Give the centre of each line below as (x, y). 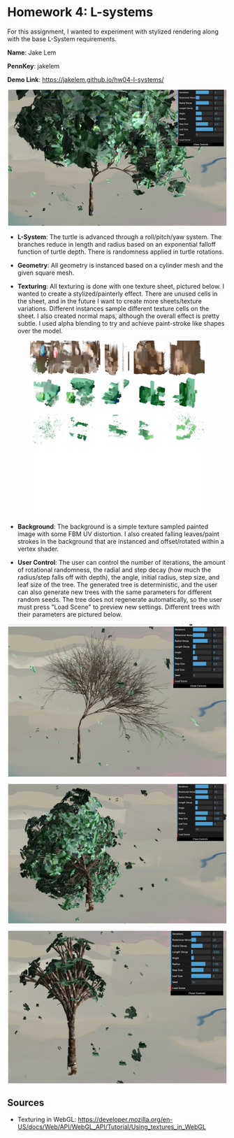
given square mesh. (46, 273)
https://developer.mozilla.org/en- (125, 1120)
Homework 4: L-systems (80, 12)
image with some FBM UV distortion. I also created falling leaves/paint (118, 534)
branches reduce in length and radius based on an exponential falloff (117, 244)
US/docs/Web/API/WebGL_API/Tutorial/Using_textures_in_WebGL (111, 1127)
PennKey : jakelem (34, 66)
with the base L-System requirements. (62, 38)
